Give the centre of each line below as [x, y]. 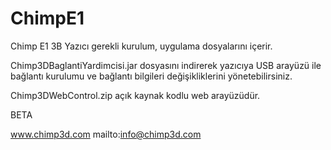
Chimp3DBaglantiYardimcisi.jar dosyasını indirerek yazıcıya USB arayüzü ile [166, 65]
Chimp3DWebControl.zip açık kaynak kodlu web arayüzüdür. [135, 95]
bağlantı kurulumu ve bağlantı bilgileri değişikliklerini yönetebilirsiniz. [151, 76]
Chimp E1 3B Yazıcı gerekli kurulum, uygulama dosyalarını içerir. [141, 46]
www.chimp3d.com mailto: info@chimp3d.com [106, 134]
